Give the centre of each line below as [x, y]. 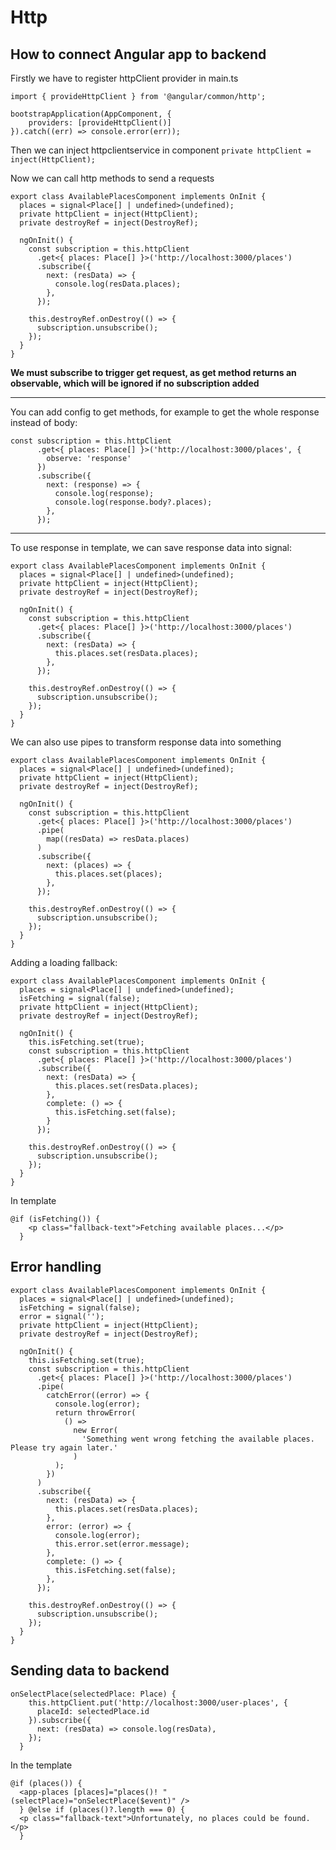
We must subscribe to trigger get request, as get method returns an [153, 372]
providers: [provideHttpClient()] [100, 123]
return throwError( [95, 1412]
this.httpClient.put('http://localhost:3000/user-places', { [158, 1702]
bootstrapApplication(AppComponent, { [91, 114]
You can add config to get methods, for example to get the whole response [165, 412]
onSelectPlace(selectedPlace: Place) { [93, 1694]
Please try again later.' [64, 1447]
